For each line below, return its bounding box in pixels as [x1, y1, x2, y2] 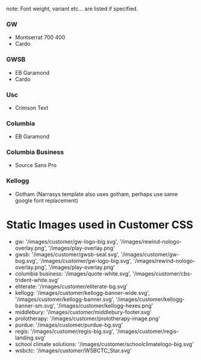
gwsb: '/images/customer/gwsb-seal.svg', [14, 250, 120, 258]
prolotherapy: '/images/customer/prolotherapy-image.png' [14, 315, 161, 322]
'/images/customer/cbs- [132, 270, 193, 277]
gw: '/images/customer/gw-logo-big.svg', [14, 238, 119, 245]
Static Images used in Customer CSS [6, 218, 194, 232]
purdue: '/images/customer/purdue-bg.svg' [14, 321, 123, 328]
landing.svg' [14, 334, 46, 341]
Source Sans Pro [14, 162, 57, 169]
